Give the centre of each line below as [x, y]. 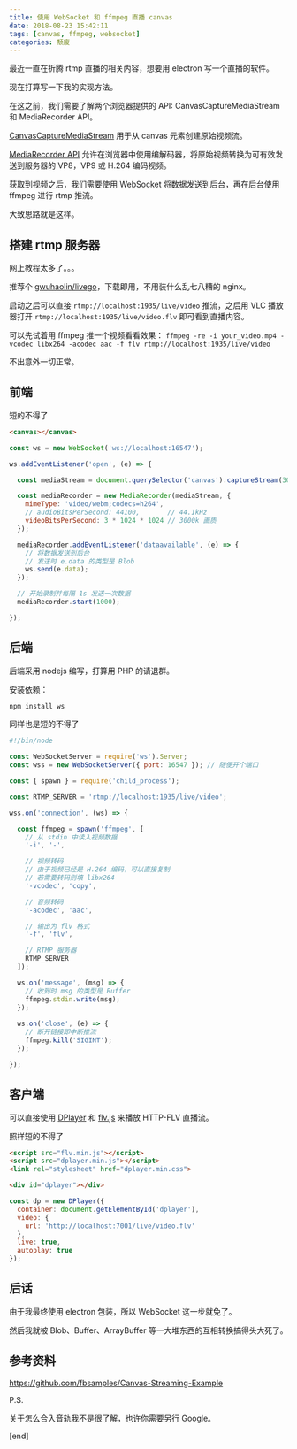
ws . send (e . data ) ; [57, 570]
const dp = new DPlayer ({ [57, 1201]
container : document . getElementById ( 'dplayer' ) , [108, 1209]
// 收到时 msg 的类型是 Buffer [78, 991]
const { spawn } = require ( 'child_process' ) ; [94, 781]
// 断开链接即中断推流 [61, 1032]
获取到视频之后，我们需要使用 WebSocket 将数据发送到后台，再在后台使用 [145, 184]
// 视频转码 [44, 862]
